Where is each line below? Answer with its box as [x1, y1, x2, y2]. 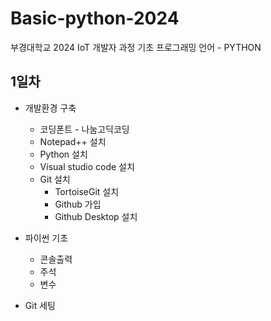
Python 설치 [39, 148, 88, 160]
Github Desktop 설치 [54, 210, 138, 222]
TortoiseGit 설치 [54, 185, 120, 197]
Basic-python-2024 [10, 7, 180, 30]
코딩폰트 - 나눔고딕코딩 [39, 123, 130, 135]
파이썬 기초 [24, 232, 69, 244]
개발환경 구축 [24, 102, 77, 114]
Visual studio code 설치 [39, 160, 135, 172]
